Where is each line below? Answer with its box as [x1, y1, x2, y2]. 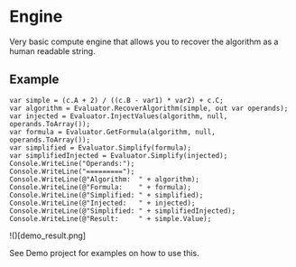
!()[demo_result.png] [9, 230, 87, 241]
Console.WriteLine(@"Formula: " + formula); [9, 182, 192, 191]
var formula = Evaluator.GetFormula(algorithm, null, [9, 127, 217, 136]
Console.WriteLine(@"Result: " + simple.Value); [9, 214, 212, 223]
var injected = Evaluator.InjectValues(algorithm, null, [9, 111, 228, 121]
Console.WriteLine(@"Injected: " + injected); [9, 198, 196, 207]
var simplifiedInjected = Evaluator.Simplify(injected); [9, 151, 228, 160]
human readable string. [9, 45, 97, 56]
